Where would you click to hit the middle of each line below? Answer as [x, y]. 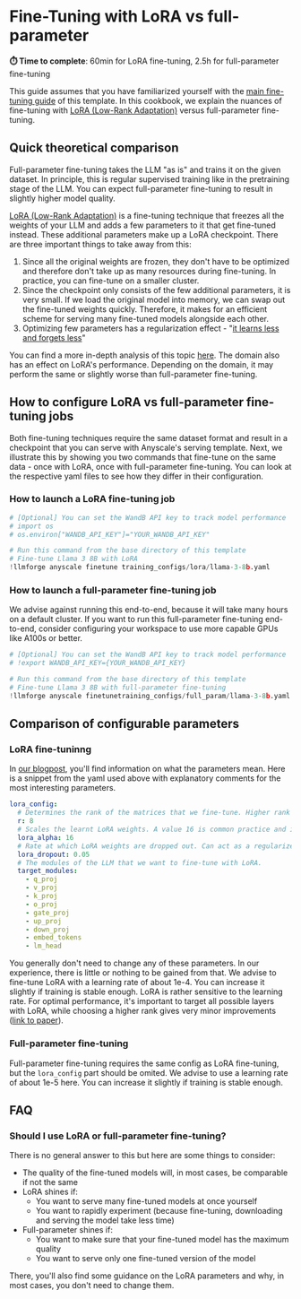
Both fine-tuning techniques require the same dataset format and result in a [149, 437]
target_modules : [47, 871]
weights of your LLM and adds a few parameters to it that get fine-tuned [142, 225]
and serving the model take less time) [105, 1220]
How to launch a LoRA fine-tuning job [92, 499]
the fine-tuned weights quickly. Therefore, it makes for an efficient [145, 309]
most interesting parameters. [63, 788]
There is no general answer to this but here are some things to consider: [142, 1156]
